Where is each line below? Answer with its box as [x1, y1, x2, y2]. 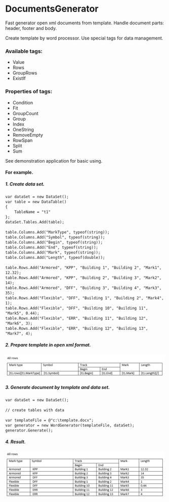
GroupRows [12, 70, 37, 76]
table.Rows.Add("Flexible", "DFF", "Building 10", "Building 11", [5, 306, 148, 311]
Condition [12, 99, 33, 105]
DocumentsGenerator [5, 3, 99, 15]
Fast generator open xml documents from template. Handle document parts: [5, 20, 164, 26]
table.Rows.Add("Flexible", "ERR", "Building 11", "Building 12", [5, 316, 148, 321]
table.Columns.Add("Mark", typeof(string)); [5, 250, 101, 255]
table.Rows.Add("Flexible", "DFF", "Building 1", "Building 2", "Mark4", [5, 296, 164, 301]
